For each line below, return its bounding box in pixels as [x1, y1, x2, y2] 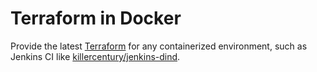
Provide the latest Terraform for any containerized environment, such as [10, 40, 308, 52]
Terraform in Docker [10, 7, 182, 30]
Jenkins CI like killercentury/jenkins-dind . [10, 50, 181, 62]
